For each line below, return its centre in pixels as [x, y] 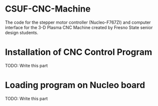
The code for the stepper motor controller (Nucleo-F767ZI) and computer [78, 22]
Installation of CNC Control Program [79, 52]
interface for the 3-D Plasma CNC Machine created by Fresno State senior [79, 27]
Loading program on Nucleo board [75, 85]
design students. [22, 32]
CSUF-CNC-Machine [48, 9]
